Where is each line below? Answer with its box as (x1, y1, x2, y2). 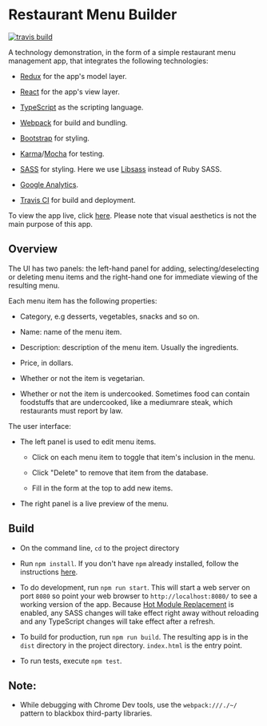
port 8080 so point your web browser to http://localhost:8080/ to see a (19, 591, 258, 601)
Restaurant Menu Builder (8, 6, 177, 24)
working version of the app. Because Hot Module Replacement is (19, 599, 234, 609)
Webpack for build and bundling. (19, 117, 128, 127)
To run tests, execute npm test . (19, 656, 122, 665)
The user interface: (8, 421, 72, 430)
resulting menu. (8, 280, 60, 290)
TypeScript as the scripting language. (19, 102, 144, 112)
